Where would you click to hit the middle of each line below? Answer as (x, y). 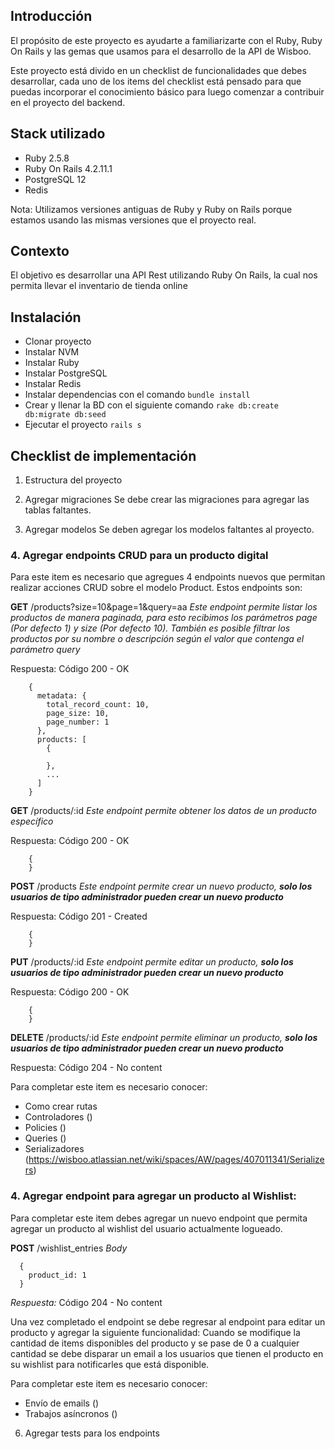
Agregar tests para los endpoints (92, 1433)
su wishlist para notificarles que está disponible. (110, 1364)
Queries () (45, 1138)
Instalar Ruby (52, 363)
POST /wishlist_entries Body (69, 1248)
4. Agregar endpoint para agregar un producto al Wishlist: (153, 1196)
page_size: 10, (78, 714)
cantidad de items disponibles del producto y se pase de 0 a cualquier (155, 1343)
